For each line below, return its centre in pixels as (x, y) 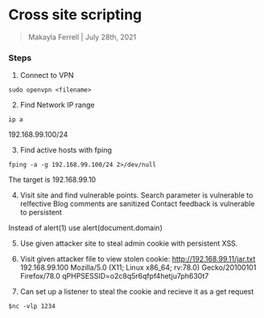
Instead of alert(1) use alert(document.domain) (85, 228)
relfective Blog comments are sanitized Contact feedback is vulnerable (137, 204)
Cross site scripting (75, 15)
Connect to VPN (47, 75)
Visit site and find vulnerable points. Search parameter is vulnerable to (136, 195)
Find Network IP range (57, 105)
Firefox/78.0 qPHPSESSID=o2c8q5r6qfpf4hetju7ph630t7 (114, 276)
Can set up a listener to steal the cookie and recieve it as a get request (137, 291)
